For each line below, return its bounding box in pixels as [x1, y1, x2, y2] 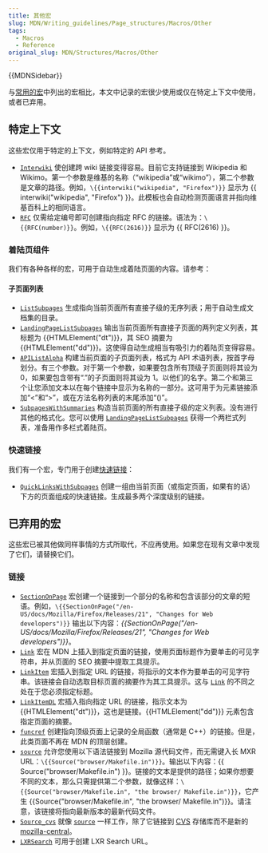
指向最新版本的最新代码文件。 [61, 806, 160, 815]
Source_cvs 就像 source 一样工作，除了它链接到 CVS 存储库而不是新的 [19, 816, 249, 826]
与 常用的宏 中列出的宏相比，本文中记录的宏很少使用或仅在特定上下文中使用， [8, 87, 260, 97]
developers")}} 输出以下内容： [19, 618, 121, 628]
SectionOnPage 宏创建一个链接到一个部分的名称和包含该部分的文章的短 [19, 591, 250, 601]
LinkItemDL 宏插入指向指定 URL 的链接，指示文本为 [19, 696, 187, 706]
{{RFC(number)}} [19, 224, 74, 232]
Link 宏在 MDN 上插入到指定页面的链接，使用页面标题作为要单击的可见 [19, 646, 253, 656]
